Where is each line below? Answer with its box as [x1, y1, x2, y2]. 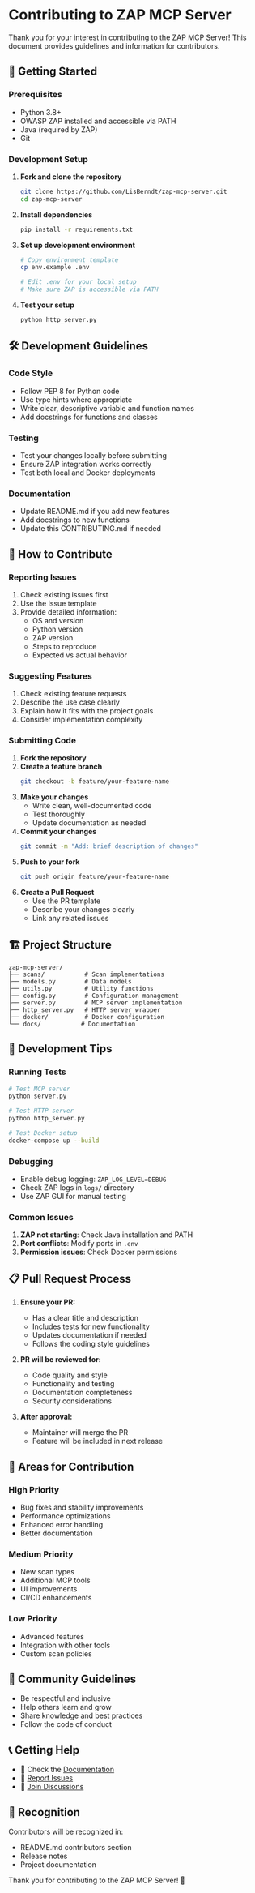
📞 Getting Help [8, 1743, 79, 1757]
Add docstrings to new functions [19, 515, 130, 525]
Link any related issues [32, 914, 109, 923]
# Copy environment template [19, 255, 119, 264]
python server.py [8, 1092, 67, 1100]
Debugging [8, 1155, 53, 1167]
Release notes [19, 1851, 68, 1861]
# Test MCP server [8, 1085, 70, 1093]
